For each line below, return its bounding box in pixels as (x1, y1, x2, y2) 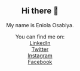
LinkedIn (29, 39, 51, 46)
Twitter (31, 46, 49, 53)
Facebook (27, 58, 53, 65)
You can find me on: (15, 33, 65, 40)
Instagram (27, 51, 53, 59)
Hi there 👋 (21, 6, 59, 16)
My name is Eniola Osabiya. (6, 21, 74, 28)
